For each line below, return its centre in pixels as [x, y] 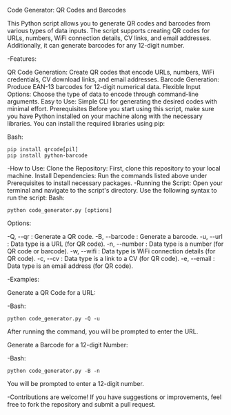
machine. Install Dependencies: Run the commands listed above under [107, 176]
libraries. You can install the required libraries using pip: [86, 123]
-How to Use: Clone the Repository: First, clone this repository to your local [114, 168]
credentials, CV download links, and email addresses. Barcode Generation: [113, 79]
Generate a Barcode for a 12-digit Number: [68, 345]
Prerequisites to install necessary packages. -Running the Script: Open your [115, 183]
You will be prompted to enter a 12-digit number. [76, 384]
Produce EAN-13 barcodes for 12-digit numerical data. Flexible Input [104, 87]
